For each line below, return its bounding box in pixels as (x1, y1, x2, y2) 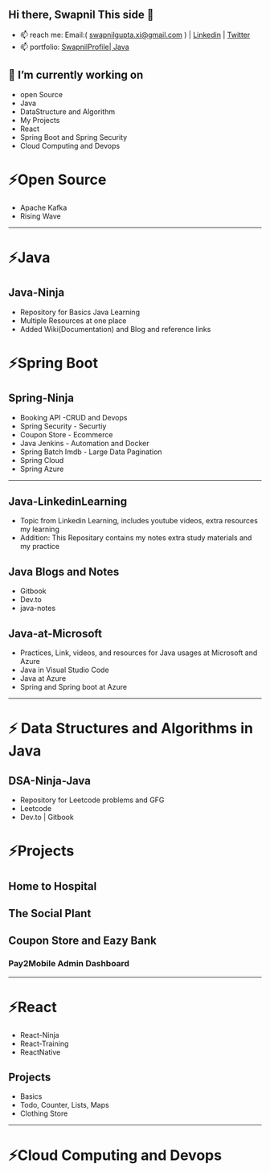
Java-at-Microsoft (8, 626, 103, 640)
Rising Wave (19, 211, 62, 221)
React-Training (19, 1039, 69, 1048)
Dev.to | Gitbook (19, 813, 74, 822)
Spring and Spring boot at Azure (19, 682, 127, 691)
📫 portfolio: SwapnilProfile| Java (19, 42, 130, 51)
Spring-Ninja (8, 391, 75, 405)
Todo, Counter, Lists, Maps (19, 1100, 110, 1110)
